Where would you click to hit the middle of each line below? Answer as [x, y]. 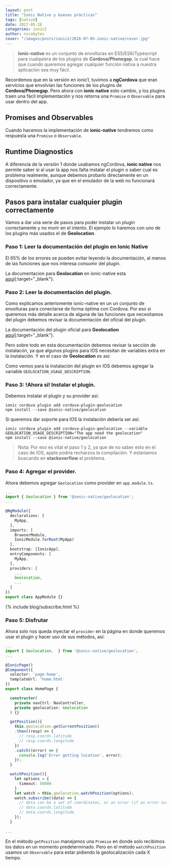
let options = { [32, 779]
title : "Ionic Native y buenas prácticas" [51, 15]
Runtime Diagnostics [39, 152]
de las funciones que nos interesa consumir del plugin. [63, 263]
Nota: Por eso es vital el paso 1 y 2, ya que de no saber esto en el [87, 447]
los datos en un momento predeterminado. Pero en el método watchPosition [86, 846]
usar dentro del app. [27, 101]
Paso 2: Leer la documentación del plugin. [59, 292]
